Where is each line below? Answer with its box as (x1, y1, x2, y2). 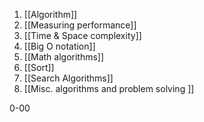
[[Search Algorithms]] (23, 72, 114, 84)
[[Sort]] (23, 62, 55, 73)
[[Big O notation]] (23, 40, 96, 52)
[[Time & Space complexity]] (23, 30, 142, 41)
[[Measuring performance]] (23, 19, 137, 31)
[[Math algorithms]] (23, 51, 105, 63)
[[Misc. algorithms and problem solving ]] (23, 83, 195, 94)
